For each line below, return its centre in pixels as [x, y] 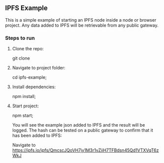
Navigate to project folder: [39, 68]
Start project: [26, 106]
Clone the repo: [28, 49]
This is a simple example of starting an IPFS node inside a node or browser [81, 20]
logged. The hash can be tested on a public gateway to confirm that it [82, 130]
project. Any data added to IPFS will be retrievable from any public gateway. [82, 25]
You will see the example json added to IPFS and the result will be [79, 125]
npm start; [23, 116]
